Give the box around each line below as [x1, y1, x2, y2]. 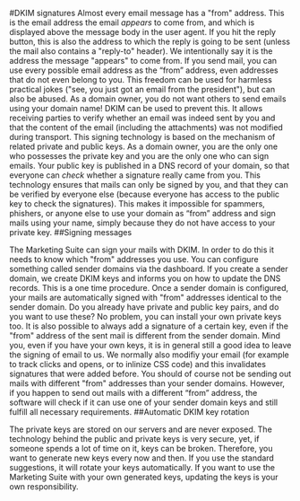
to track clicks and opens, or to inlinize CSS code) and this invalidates [9, 359, 267, 369]
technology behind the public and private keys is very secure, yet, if [9, 434, 260, 444]
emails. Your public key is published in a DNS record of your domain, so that [9, 161, 290, 171]
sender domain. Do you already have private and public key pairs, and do [9, 302, 279, 312]
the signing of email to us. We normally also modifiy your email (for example [9, 349, 289, 360]
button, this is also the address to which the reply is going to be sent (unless [9, 36, 291, 47]
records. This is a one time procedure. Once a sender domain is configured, [9, 283, 289, 293]
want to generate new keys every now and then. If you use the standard [9, 453, 275, 463]
